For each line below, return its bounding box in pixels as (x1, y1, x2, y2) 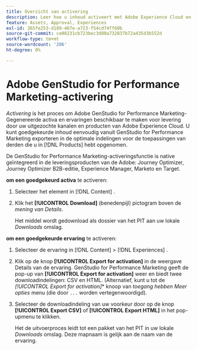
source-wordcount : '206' (6, 42, 67, 48)
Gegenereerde (6, 116, 41, 123)
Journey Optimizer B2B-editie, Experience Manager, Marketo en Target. (6, 165, 181, 172)
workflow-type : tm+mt (6, 36, 60, 42)
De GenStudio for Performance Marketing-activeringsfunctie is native (6, 152, 175, 159)
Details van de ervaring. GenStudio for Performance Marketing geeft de (14, 264, 189, 271)
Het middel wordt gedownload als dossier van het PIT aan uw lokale (14, 217, 180, 224)
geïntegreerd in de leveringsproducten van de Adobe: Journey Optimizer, (6, 159, 185, 166)
